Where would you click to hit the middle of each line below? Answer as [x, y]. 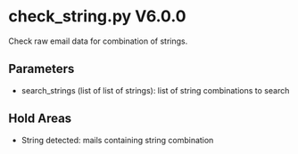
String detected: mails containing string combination [117, 140]
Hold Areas [40, 119]
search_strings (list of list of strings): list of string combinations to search [155, 90]
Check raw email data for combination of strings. [98, 41]
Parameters [41, 69]
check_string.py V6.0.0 [97, 16]
